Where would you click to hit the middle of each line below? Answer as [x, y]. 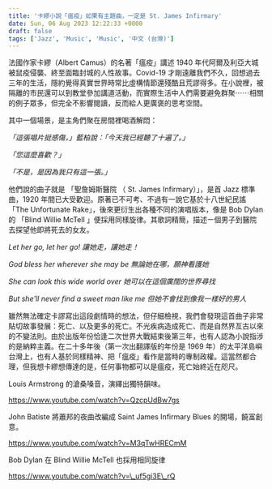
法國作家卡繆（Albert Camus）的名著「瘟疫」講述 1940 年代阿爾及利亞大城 [134, 62]
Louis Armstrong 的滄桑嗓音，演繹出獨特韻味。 [87, 384]
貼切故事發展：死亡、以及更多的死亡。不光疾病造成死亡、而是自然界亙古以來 [136, 326]
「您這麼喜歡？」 [37, 155]
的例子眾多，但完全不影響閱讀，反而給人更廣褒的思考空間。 [108, 103]
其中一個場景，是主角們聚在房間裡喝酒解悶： [83, 120]
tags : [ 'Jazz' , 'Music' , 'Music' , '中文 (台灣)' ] [91, 39]
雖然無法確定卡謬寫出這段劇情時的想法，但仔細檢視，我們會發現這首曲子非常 [136, 316]
